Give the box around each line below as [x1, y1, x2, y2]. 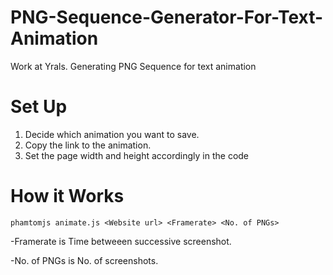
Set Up [10, 96, 68, 118]
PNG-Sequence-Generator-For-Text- [10, 6, 324, 29]
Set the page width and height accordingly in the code [24, 149, 250, 161]
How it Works [10, 185, 125, 208]
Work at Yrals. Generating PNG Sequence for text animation [10, 60, 257, 72]
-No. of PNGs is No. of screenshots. [10, 254, 159, 266]
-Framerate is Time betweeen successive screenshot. [10, 235, 232, 247]
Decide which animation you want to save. [24, 128, 200, 140]
